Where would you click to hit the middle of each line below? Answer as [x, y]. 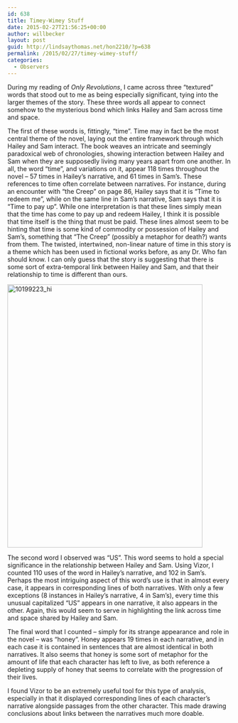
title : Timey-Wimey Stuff [45, 21]
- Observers [32, 67]
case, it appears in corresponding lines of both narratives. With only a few [115, 587]
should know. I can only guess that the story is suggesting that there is [111, 259]
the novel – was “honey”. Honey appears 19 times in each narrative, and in [115, 639]
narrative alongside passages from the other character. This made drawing [117, 706]
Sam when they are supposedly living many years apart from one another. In [119, 161]
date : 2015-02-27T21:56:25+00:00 [57, 27]
